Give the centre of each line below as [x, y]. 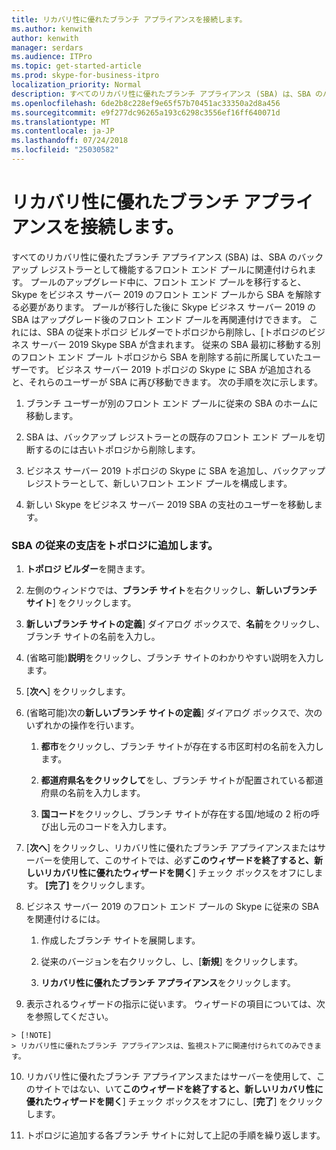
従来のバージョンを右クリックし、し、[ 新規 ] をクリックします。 [172, 962]
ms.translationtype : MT [61, 122]
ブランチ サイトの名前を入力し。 [93, 637]
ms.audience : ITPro [52, 57]
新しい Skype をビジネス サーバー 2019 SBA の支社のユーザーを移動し [169, 504]
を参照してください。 [69, 1017]
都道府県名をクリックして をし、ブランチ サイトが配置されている [173, 780]
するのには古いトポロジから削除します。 [117, 449]
